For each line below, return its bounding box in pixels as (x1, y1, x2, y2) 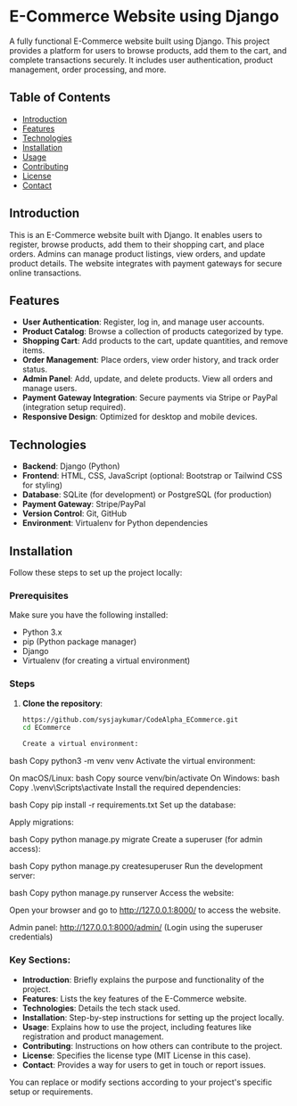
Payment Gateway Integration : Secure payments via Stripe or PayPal (21, 392, 278, 403)
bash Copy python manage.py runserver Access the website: (9, 888, 235, 898)
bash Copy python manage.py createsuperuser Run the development (9, 861, 263, 872)
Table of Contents (9, 90, 111, 105)
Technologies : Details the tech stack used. (21, 1003, 181, 1013)
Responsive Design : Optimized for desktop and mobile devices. (21, 412, 258, 422)
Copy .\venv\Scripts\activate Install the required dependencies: (9, 782, 241, 793)
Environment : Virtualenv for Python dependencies (21, 518, 208, 528)
